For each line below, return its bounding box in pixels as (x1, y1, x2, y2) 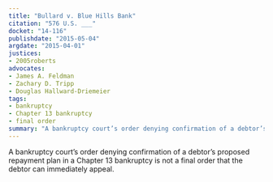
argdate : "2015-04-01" (8, 42, 85, 50)
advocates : (8, 65, 45, 73)
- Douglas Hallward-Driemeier (8, 87, 111, 95)
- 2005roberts (8, 57, 57, 66)
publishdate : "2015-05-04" (8, 34, 100, 43)
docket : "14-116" (8, 27, 67, 35)
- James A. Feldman (8, 72, 75, 80)
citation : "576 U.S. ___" (8, 19, 96, 28)
